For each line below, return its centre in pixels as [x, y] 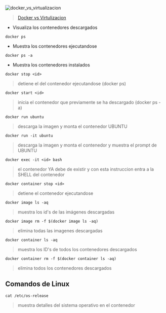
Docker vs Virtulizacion [42, 18]
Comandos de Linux [37, 284]
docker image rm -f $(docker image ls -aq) [52, 221]
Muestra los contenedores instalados [51, 65]
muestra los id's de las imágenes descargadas [66, 212]
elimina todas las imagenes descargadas [60, 231]
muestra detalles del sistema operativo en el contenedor [76, 305]
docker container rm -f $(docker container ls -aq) [61, 259]
